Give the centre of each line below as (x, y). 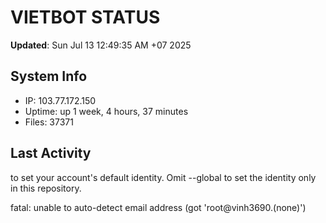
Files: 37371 (49, 122)
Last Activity (51, 153)
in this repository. (46, 188)
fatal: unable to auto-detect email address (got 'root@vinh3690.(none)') (158, 207)
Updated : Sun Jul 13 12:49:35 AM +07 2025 (101, 45)
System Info (49, 76)
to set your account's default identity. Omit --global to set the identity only (163, 177)
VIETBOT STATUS (85, 17)
